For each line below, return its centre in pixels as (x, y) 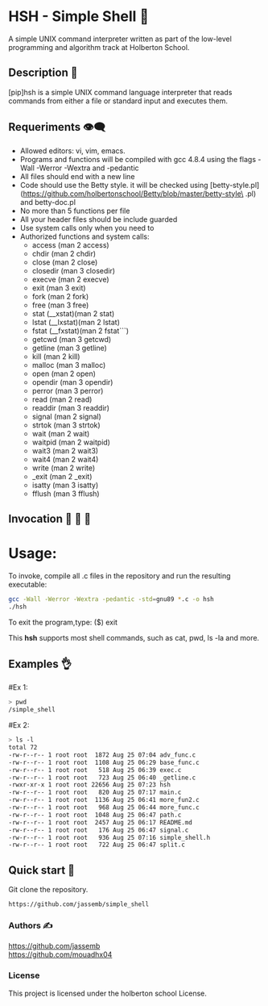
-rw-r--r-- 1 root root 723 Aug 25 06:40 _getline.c (102, 778)
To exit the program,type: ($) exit (63, 622)
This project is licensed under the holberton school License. (107, 993)
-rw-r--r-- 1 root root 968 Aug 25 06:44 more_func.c (104, 808)
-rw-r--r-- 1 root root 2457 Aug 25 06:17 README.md (101, 822)
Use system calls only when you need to (87, 227)
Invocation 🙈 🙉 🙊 (50, 518)
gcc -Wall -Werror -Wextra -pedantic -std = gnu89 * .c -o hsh (111, 599)
